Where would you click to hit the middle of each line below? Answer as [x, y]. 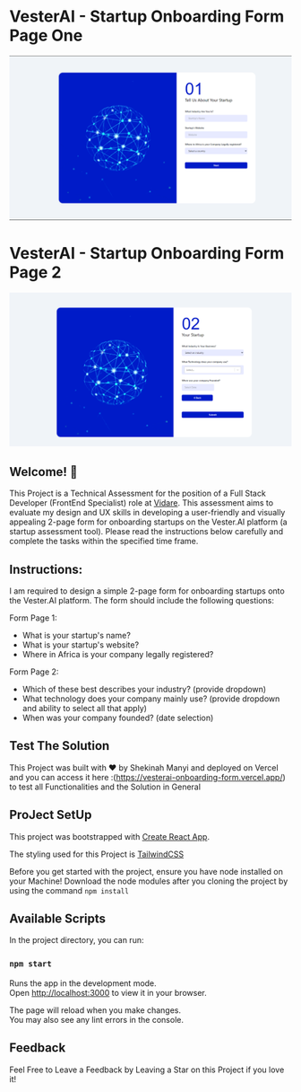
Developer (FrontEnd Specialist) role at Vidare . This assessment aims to [142, 503]
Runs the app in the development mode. [83, 983]
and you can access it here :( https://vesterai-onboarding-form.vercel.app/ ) [148, 777]
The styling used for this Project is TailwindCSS [97, 854]
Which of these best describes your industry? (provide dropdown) [144, 689]
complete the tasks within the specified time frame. [104, 542]
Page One [46, 35]
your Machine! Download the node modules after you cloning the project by [149, 881]
